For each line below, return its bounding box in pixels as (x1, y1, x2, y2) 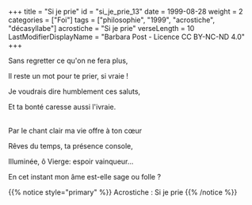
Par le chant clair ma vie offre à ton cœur (8, 126, 143, 135)
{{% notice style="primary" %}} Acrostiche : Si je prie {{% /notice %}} (8, 188, 238, 197)
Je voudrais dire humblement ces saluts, (8, 87, 141, 96)
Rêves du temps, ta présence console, (8, 141, 133, 150)
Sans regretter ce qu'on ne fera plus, (8, 56, 128, 65)
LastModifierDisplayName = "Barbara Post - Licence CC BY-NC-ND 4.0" (8, 32, 246, 41)
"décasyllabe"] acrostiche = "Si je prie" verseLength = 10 (8, 24, 195, 33)
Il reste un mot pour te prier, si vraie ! (8, 72, 129, 80)
